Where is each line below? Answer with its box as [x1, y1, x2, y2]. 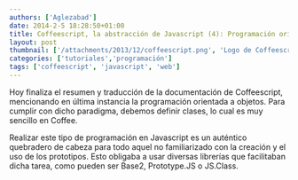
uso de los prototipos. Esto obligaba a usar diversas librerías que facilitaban [9, 151, 286, 161]
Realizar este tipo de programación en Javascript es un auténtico [9, 132, 247, 143]
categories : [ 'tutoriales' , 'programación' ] [9, 54, 173, 63]
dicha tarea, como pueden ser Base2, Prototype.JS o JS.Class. [9, 160, 239, 171]
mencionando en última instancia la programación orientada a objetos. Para [9, 96, 286, 106]
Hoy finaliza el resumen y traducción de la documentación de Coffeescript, [9, 86, 284, 98]
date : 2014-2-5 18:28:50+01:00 [9, 21, 125, 30]
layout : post [9, 37, 58, 47]
